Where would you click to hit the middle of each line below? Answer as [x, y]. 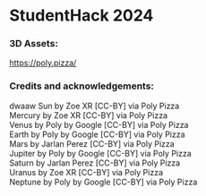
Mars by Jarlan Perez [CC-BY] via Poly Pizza [92, 143]
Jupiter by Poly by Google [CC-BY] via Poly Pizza [101, 153]
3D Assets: [34, 44]
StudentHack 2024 [82, 16]
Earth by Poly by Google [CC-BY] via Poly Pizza [97, 134]
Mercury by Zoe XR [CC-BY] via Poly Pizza [89, 115]
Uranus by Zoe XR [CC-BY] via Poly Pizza [86, 172]
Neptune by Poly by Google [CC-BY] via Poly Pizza [103, 182]
